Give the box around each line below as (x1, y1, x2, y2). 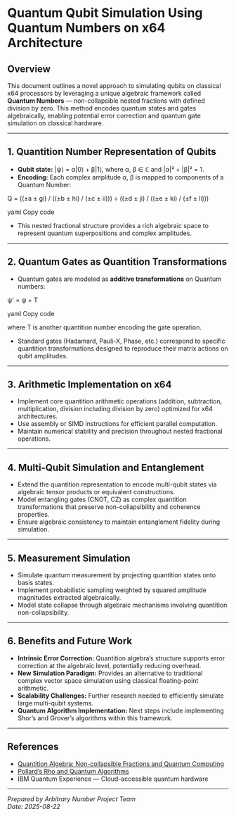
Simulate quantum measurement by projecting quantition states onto (17, 571, 216, 579)
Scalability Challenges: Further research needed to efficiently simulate (17, 691, 224, 700)
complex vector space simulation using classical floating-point (17, 676, 199, 684)
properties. (17, 510, 50, 519)
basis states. (17, 579, 55, 587)
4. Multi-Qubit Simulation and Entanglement (7, 461, 204, 473)
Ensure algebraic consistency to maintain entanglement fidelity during (17, 517, 221, 526)
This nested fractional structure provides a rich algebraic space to (17, 221, 209, 230)
